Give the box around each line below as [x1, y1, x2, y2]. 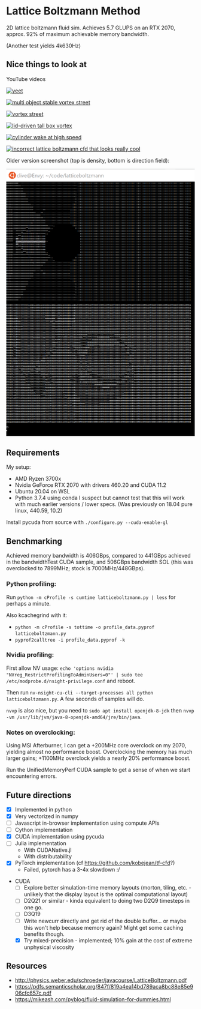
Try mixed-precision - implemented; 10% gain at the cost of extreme [23, 936, 193, 944]
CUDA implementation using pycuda [14, 833, 105, 840]
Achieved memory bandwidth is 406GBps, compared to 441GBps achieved [6, 552, 191, 559]
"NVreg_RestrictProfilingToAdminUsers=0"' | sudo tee [6, 672, 144, 678]
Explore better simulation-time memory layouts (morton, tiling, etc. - [23, 884, 191, 891]
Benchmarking [6, 536, 63, 546]
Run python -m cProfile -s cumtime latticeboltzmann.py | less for [6, 593, 176, 601]
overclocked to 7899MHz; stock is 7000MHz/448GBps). [6, 565, 145, 572]
